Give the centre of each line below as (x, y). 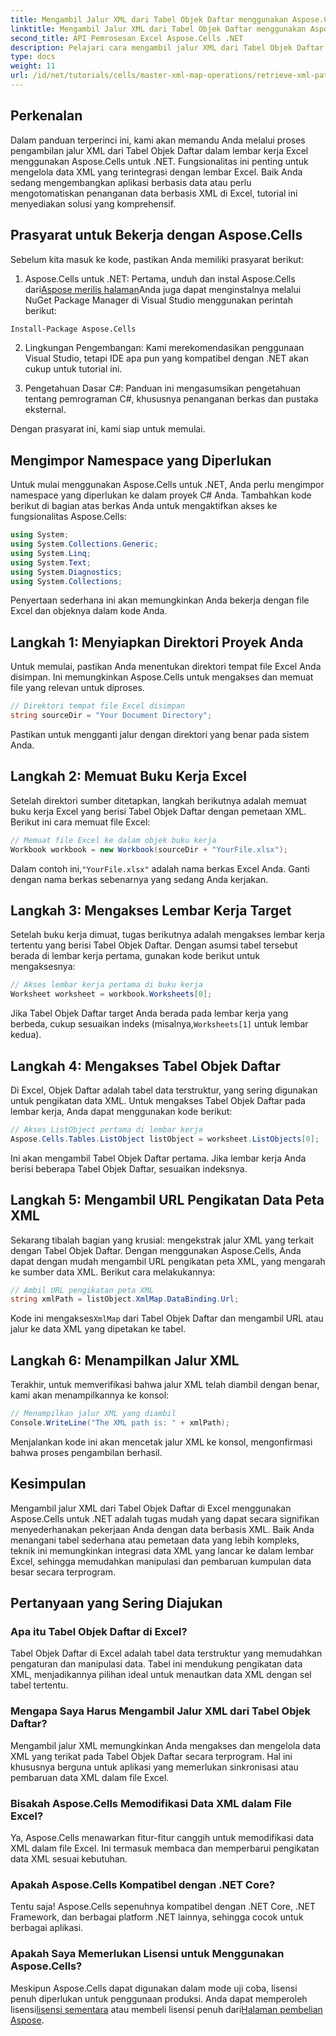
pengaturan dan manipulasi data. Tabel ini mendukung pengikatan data (156, 1664)
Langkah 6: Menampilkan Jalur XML (125, 1360)
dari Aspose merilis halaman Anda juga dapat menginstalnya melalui (163, 289)
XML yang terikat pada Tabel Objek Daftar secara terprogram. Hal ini (151, 1756)
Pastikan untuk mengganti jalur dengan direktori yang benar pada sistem (160, 734)
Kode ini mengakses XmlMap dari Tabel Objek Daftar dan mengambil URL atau (167, 1318)
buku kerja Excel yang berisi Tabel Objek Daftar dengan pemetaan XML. (158, 811)
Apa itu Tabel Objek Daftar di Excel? (99, 1631)
